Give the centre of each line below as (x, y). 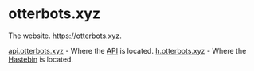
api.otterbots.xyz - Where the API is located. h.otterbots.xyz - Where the (127, 50)
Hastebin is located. (41, 59)
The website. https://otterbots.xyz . (65, 35)
